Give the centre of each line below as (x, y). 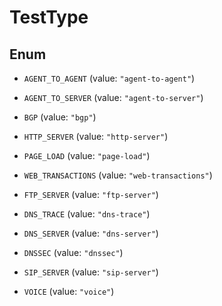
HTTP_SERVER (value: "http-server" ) (96, 136)
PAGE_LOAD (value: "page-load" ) (87, 155)
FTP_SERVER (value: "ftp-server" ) (91, 194)
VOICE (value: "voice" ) (69, 291)
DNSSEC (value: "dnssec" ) (73, 252)
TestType (49, 17)
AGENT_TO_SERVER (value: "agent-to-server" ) (113, 97)
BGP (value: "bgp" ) (60, 117)
